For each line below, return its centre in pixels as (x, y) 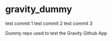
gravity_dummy (39, 9)
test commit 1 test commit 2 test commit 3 (49, 23)
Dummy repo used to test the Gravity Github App (56, 33)
